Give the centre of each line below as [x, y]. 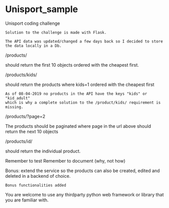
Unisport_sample [41, 9]
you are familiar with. [27, 200]
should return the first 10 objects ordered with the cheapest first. [72, 65]
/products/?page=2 [25, 116]
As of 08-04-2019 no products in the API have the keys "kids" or [76, 94]
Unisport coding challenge [33, 23]
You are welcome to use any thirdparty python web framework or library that [84, 194]
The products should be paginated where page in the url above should [78, 126]
